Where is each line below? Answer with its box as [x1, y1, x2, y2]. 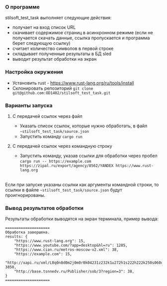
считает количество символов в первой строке [12, 46, 114, 52]
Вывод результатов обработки [5, 204, 83, 211]
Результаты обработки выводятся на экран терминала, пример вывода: [5, 216, 159, 222]
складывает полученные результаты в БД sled [12, 51, 112, 57]
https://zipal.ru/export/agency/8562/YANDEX [19, 163, 114, 168]
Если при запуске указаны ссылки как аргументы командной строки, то [5, 182, 159, 188]
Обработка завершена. [5, 230, 50, 235]
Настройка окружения [5, 69, 64, 76]
